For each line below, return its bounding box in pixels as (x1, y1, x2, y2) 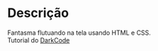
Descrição (7, 5, 69, 21)
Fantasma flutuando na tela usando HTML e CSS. (7, 28, 151, 37)
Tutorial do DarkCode (7, 35, 70, 44)
